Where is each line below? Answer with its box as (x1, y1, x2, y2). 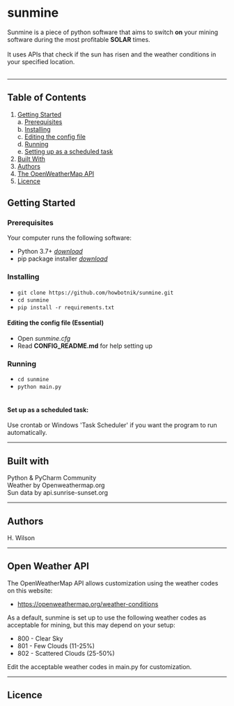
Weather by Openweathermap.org (7, 481, 105, 489)
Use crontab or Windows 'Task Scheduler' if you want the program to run (7, 421, 217, 429)
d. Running (17, 139, 49, 148)
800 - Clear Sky (17, 634, 63, 643)
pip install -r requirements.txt (17, 304, 115, 311)
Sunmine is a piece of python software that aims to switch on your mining (7, 28, 219, 36)
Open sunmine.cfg (17, 334, 71, 342)
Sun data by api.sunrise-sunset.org (7, 489, 109, 497)
